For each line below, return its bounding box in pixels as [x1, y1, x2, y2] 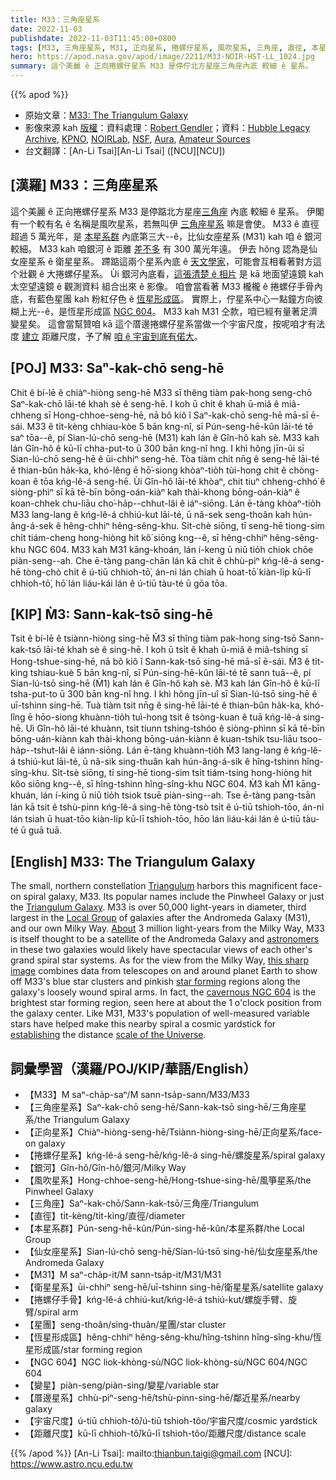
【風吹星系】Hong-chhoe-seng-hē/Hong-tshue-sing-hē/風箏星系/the [24, 1174, 312, 1186]
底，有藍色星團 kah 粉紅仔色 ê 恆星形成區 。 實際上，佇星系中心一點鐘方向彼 [10, 292, 323, 305]
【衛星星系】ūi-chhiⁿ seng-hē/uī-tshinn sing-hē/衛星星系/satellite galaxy [24, 1281, 324, 1293]
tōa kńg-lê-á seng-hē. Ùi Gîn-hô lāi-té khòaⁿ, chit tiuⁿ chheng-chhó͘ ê [40, 475, 326, 487]
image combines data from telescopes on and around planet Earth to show [10, 965, 318, 977]
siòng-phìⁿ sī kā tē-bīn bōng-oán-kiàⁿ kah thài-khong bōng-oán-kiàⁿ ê [10, 486, 300, 498]
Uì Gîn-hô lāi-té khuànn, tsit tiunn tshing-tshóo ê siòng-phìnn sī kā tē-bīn [25, 722, 325, 735]
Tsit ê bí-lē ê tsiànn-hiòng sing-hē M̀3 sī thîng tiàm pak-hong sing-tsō [10, 632, 297, 645]
